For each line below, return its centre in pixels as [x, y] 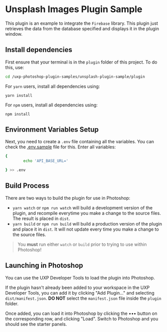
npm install [18, 114]
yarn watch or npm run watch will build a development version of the [82, 207]
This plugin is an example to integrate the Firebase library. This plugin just [82, 23]
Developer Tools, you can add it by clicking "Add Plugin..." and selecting [80, 293]
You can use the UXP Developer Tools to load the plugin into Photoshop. [80, 278]
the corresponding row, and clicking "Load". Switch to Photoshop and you [82, 318]
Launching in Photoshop [44, 266]
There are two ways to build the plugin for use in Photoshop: [68, 198]
